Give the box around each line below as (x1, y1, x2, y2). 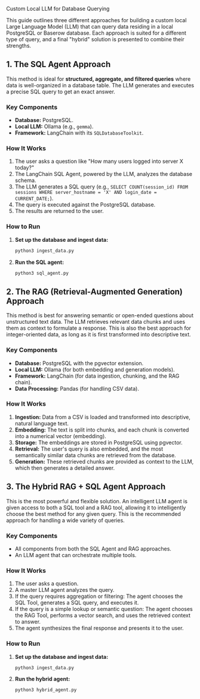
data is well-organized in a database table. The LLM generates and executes (6, 81, 195, 89)
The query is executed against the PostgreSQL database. (14, 201, 156, 208)
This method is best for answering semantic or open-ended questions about (6, 312, 194, 319)
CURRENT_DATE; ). (14, 194, 54, 202)
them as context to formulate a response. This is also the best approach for (6, 324, 192, 332)
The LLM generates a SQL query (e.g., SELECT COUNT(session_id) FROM (14, 183, 188, 190)
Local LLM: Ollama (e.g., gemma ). (14, 123, 94, 130)
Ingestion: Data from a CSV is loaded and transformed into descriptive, (14, 413, 191, 421)
